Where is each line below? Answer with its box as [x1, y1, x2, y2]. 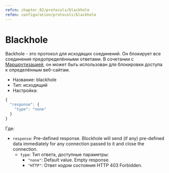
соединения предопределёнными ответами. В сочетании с [5, 56, 134, 62]
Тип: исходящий [12, 82, 48, 88]
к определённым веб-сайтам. [5, 67, 70, 73]
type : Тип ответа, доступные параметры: [20, 151, 109, 157]
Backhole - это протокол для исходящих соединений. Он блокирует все [5, 51, 161, 57]
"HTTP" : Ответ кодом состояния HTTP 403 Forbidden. [27, 162, 143, 168]
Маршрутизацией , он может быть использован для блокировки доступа [5, 61, 163, 67]
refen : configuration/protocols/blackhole [5, 12, 96, 17]
